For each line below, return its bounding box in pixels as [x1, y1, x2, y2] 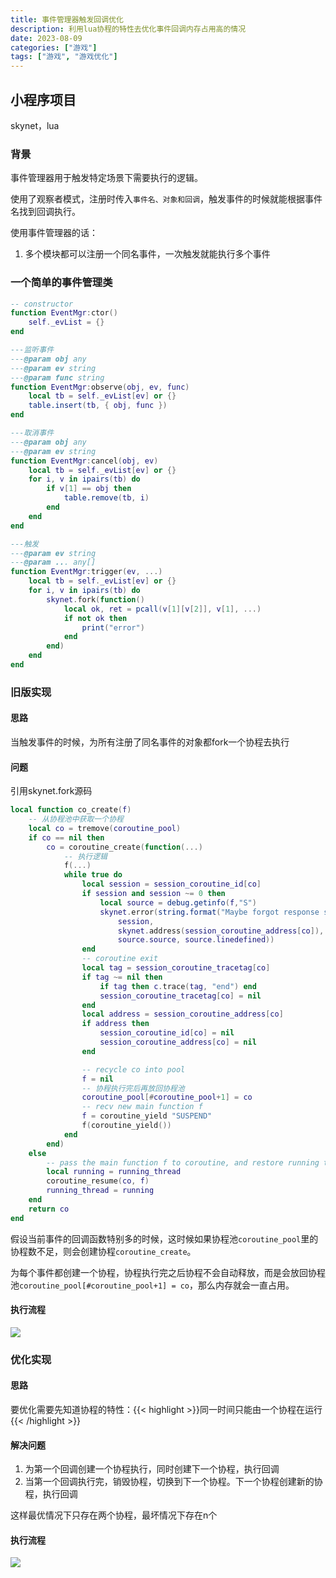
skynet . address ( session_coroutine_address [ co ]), [117, 926, 325, 936]
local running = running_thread [46, 1167, 182, 1177]
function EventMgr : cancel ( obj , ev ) [10, 456, 159, 466]
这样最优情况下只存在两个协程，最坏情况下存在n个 [10, 1509, 218, 1521]
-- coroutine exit [81, 954, 159, 964]
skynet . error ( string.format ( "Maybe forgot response [99, 907, 320, 917]
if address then [81, 1019, 150, 1029]
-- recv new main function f [81, 1102, 203, 1112]
